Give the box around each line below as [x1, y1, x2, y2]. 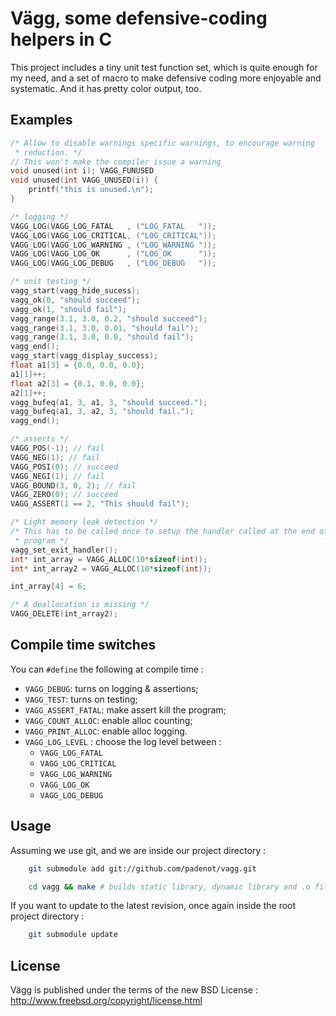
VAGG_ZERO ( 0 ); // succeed [10, 490, 118, 500]
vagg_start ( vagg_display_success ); [10, 351, 159, 361]
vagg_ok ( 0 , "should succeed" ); [10, 295, 141, 305]
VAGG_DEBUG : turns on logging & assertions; [24, 682, 199, 694]
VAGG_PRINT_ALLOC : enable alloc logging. [24, 725, 188, 737]
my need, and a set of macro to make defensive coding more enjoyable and [10, 72, 322, 84]
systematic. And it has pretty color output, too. [10, 82, 202, 94]
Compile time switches [10, 637, 157, 654]
